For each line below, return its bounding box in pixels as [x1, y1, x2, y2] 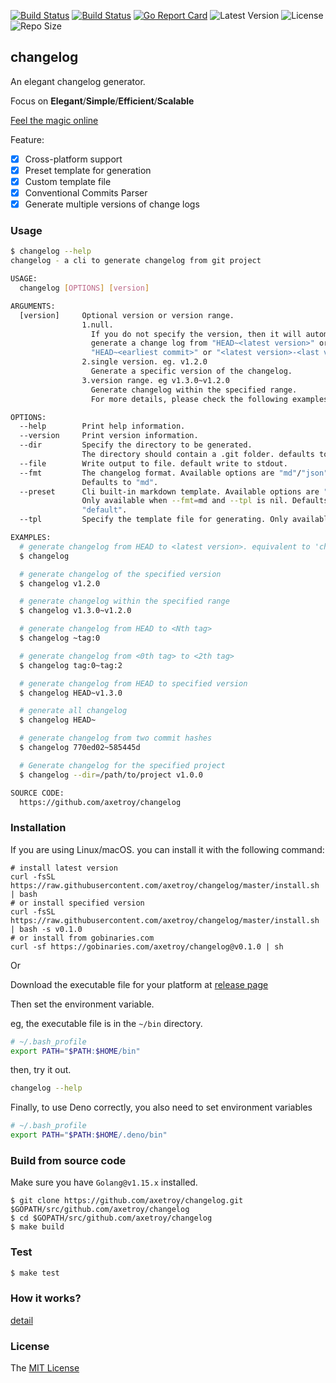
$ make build [10, 1222, 65, 1232]
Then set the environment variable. [10, 998, 155, 1010]
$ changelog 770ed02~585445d [19, 743, 141, 753]
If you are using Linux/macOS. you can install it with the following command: [10, 843, 325, 855]
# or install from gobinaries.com [10, 933, 155, 943]
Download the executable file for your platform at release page [10, 978, 269, 990]
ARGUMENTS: [10, 301, 56, 311]
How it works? [10, 1291, 82, 1305]
